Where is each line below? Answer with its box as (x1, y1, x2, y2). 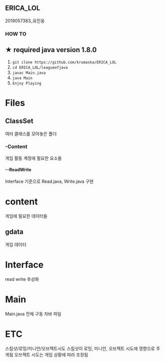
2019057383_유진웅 (5, 17, 45, 24)
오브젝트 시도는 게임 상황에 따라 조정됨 (14, 352, 88, 358)
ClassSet (5, 117, 34, 125)
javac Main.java (12, 70, 46, 75)
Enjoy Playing (12, 81, 41, 86)
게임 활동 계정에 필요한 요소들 (5, 155, 62, 161)
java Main (12, 75, 33, 81)
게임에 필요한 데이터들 (5, 213, 48, 219)
